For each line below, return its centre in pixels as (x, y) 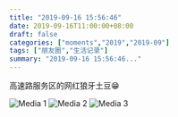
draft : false (34, 34)
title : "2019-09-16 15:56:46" (66, 17)
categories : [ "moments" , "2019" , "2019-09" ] (89, 42)
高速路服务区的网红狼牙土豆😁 (64, 85)
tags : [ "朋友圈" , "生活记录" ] (59, 51)
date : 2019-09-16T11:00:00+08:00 (72, 26)
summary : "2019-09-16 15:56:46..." (76, 59)
